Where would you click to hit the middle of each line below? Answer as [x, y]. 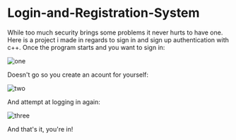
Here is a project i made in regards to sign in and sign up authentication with [118, 39]
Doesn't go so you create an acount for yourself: [78, 75]
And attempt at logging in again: [54, 102]
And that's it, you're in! [40, 129]
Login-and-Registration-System [104, 13]
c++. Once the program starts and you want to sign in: [86, 47]
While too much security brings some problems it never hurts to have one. [115, 32]
